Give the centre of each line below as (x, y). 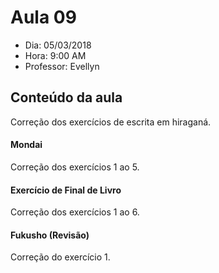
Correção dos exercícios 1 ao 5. (75, 167)
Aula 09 (43, 17)
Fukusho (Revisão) (50, 235)
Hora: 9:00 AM (55, 55)
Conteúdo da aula (66, 97)
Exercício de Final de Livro (66, 190)
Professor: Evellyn (62, 66)
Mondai (26, 145)
